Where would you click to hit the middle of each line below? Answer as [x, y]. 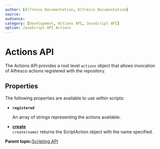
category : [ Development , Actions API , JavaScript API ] [62, 23]
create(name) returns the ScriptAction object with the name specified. [82, 132]
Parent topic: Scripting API [32, 141]
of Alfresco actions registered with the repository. [55, 71]
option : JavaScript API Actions [38, 28]
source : [13, 14]
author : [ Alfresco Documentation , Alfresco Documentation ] [67, 10]
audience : [15, 19]
